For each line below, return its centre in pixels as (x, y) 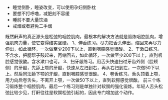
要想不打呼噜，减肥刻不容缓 (41, 13)
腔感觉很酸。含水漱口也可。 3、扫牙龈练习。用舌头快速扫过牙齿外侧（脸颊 (82, 61)
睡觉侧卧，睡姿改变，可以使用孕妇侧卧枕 (54, 7)
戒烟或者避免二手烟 (32, 26)
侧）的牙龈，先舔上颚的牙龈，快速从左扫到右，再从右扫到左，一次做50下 (80, 68)
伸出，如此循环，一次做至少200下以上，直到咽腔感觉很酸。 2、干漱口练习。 (83, 49)
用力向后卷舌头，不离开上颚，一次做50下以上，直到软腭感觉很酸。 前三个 (81, 80)
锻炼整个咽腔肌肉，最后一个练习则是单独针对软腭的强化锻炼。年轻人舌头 (84, 86)
